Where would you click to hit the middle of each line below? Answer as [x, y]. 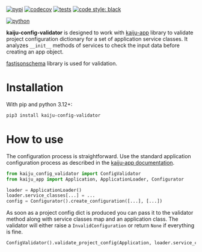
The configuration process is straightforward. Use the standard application [99, 156]
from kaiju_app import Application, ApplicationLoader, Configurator [95, 179]
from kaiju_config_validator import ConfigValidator [74, 174]
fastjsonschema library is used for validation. [62, 63]
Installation [35, 88]
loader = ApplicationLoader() [44, 190]
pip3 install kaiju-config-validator [54, 115]
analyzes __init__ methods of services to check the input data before [93, 45]
